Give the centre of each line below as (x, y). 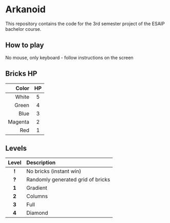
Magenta (19, 121)
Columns (37, 196)
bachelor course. (23, 29)
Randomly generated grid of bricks (68, 179)
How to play (25, 45)
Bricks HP (21, 74)
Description (41, 163)
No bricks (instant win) (54, 171)
